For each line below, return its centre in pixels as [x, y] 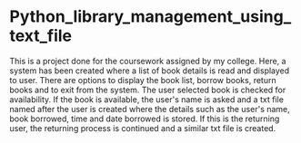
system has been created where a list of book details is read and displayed [150, 71]
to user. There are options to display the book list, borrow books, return [143, 80]
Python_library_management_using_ [150, 17]
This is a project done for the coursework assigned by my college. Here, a [148, 61]
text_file [41, 36]
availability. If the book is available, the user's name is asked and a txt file [147, 99]
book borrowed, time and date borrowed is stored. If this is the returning [145, 119]
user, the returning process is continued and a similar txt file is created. [143, 128]
